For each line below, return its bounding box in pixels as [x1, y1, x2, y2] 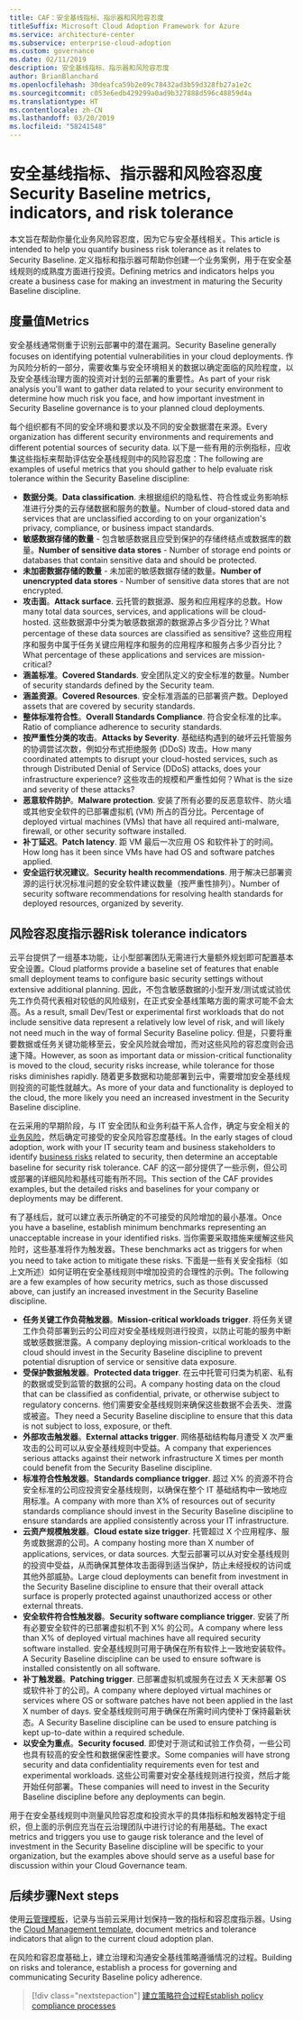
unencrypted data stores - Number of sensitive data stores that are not [22, 575, 289, 586]
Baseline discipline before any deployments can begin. [22, 1791, 226, 1802]
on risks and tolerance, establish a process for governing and [9, 1962, 237, 1973]
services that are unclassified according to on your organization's [22, 513, 267, 524]
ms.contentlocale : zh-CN [9, 105, 103, 114]
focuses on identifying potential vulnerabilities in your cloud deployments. [9, 351, 284, 361]
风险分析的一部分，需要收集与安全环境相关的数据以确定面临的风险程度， [16, 361, 286, 372]
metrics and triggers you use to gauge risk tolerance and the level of [9, 1831, 264, 1842]
